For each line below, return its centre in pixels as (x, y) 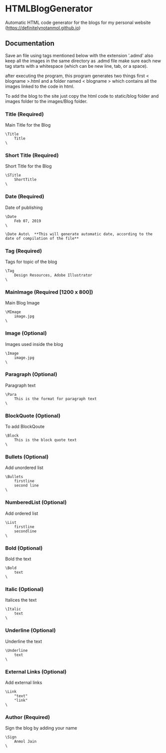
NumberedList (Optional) (36, 502)
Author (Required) (28, 717)
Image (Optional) (26, 333)
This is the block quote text (46, 440)
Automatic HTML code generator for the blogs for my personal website (78, 22)
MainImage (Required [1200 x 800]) (49, 292)
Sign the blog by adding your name (41, 728)
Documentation (30, 44)
